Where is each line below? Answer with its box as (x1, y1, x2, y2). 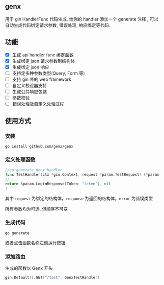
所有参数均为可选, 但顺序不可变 (5, 206, 68, 212)
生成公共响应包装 (12, 89, 47, 95)
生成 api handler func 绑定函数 (12, 52, 74, 58)
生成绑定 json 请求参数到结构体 (12, 58, 75, 64)
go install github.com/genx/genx (5, 144, 74, 149)
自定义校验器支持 (12, 82, 47, 88)
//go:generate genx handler (5, 167, 63, 173)
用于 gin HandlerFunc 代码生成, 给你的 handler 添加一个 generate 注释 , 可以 (5, 16, 159, 22)
